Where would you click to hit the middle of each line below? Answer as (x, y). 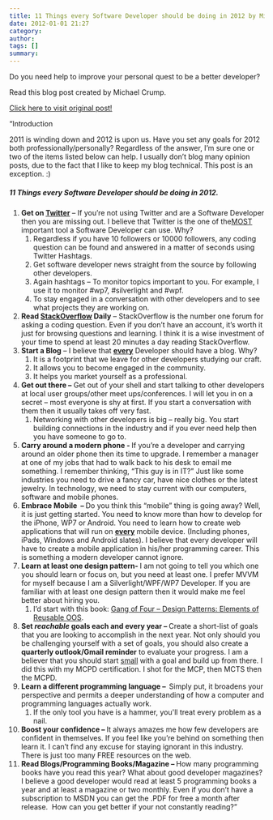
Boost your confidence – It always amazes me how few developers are (139, 729)
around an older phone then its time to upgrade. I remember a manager (139, 454)
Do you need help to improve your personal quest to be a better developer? (135, 77)
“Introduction (31, 124)
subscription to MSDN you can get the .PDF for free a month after (130, 798)
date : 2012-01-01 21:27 (49, 23)
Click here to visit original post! (61, 108)
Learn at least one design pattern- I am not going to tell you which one (140, 566)
